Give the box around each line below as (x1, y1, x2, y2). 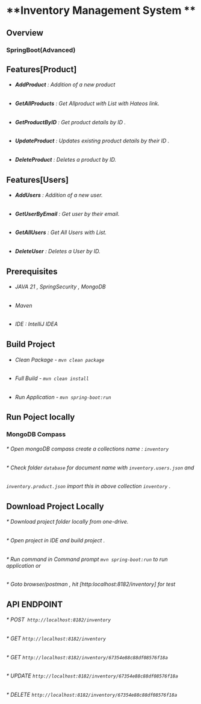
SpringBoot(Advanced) (6, 46, 76, 54)
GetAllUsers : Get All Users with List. (14, 229, 107, 236)
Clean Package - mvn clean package (14, 356, 105, 363)
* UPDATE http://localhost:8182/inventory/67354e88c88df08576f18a (6, 672, 179, 679)
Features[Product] (6, 64, 77, 74)
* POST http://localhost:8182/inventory (6, 616, 111, 623)
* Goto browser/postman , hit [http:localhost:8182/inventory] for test (6, 580, 176, 588)
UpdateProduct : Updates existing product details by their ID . (14, 137, 170, 145)
